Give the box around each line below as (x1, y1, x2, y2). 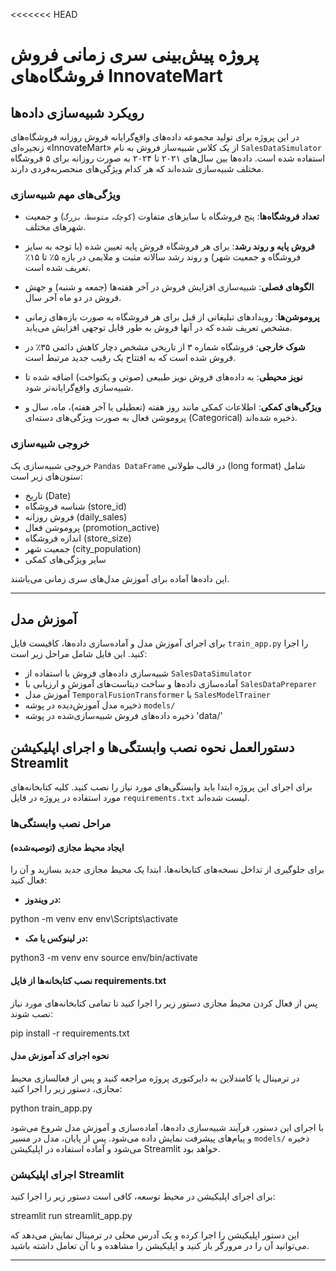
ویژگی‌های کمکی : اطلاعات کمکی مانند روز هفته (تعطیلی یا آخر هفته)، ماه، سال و (24, 401, 322, 413)
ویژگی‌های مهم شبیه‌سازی (10, 187, 122, 201)
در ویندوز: (24, 894, 62, 906)
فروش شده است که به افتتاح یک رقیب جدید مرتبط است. (24, 352, 237, 364)
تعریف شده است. (24, 262, 92, 274)
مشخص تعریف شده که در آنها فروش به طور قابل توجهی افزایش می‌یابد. (24, 322, 293, 334)
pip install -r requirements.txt (10, 1027, 130, 1039)
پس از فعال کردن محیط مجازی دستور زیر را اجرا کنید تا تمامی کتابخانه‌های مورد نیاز (10, 997, 318, 1009)
